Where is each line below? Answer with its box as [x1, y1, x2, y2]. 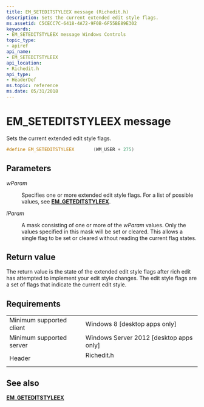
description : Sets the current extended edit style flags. [6, 15, 159, 21]
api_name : [6, 49, 32, 55]
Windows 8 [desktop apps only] [85, 320, 177, 328]
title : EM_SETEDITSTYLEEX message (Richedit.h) [6, 9, 129, 15]
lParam [6, 210, 24, 217]
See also [6, 378, 39, 388]
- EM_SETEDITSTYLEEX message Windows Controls [6, 32, 126, 38]
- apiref [6, 43, 29, 49]
